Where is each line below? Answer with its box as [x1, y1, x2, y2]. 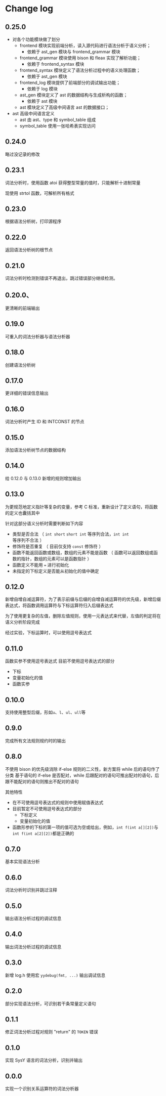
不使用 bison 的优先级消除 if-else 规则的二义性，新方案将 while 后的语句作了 [5, 766, 160, 772]
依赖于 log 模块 [27, 86, 58, 91]
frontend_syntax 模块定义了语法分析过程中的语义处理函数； [19, 67, 141, 73]
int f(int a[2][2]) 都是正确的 [12, 830, 74, 836]
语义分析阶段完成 [5, 619, 40, 625]
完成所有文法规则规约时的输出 [5, 738, 66, 744]
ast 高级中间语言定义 [12, 111, 55, 116]
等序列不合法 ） [12, 537, 44, 543]
